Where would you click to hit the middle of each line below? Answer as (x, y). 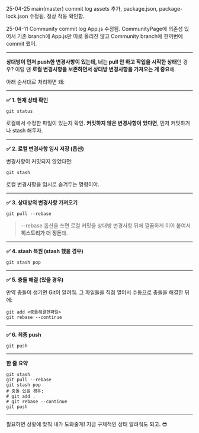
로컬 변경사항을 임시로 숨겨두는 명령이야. (53, 184)
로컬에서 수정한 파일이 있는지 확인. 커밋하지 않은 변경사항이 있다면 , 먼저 (88, 123)
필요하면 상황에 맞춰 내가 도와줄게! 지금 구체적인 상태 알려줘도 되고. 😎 (87, 424)
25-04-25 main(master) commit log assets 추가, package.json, (82, 9)
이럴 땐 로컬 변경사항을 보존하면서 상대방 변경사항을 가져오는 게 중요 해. (95, 69)
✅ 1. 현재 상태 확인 (27, 100)
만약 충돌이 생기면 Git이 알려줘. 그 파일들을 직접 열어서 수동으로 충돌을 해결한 (95, 292)
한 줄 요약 (17, 363)
